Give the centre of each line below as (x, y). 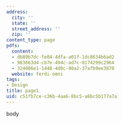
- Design (17, 85)
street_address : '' (36, 29)
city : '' (23, 18)
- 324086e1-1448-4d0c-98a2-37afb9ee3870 (63, 68)
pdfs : (13, 46)
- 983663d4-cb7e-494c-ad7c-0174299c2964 (63, 62)
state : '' (24, 23)
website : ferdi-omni (37, 74)
